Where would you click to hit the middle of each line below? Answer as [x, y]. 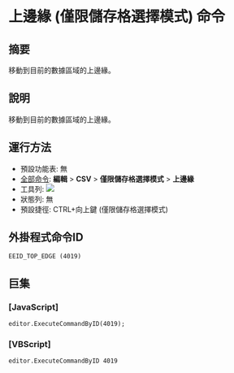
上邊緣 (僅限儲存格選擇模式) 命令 [117, 17]
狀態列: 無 [37, 199]
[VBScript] [30, 345]
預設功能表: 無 [43, 168]
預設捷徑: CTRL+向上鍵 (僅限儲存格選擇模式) [94, 209]
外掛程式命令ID [46, 238]
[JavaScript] [34, 307]
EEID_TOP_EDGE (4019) [45, 257]
